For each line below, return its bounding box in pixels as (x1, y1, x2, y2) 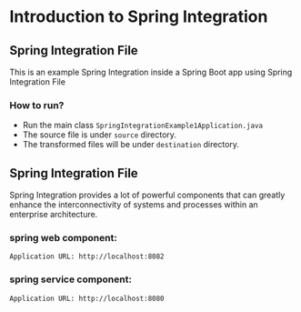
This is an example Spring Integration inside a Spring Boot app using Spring (9, 66, 293, 77)
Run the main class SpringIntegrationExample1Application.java (22, 120, 264, 131)
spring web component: (9, 232, 118, 245)
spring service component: (9, 273, 132, 286)
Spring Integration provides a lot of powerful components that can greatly (9, 189, 286, 201)
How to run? (9, 98, 65, 111)
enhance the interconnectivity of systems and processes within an (9, 199, 259, 210)
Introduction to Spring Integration (9, 6, 268, 27)
